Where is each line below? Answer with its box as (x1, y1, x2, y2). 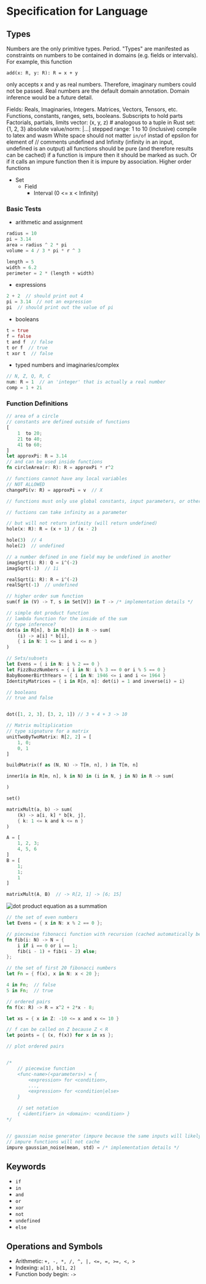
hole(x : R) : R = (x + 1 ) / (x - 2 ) (6, 526, 97, 532)
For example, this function (6, 58, 72, 65)
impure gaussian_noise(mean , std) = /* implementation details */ (6, 1144, 180, 1151)
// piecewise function (17, 1065, 75, 1072)
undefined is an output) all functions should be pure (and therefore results (6, 145, 194, 152)
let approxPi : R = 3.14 (6, 453, 67, 459)
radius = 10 (6, 230, 37, 237)
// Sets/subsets (6, 655, 48, 661)
